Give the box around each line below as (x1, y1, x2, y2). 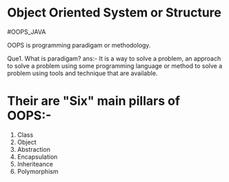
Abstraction (17, 145, 50, 153)
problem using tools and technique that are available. (7, 69, 158, 77)
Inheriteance (17, 160, 54, 168)
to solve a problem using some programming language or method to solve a (7, 61, 223, 70)
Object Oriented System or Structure (7, 5, 222, 21)
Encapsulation (17, 152, 58, 161)
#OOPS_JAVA (7, 28, 46, 36)
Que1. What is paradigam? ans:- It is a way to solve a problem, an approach (7, 54, 221, 63)
